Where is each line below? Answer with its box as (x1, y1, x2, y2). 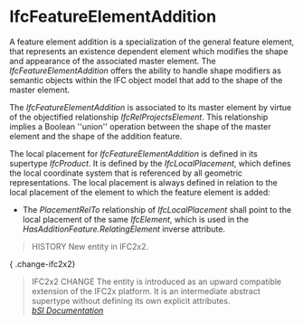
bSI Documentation (31, 305, 104, 316)
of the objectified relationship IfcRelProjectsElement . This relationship (9, 111, 269, 122)
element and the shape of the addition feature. (9, 130, 183, 141)
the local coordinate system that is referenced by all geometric (9, 167, 242, 178)
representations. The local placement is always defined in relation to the (9, 176, 278, 187)
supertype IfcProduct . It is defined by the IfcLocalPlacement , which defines (9, 157, 291, 168)
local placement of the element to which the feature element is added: (9, 186, 271, 197)
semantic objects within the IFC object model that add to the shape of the (9, 74, 283, 85)
